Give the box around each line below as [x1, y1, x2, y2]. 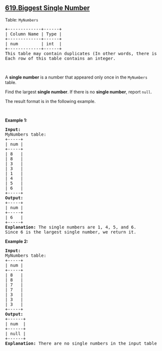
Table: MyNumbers [5, 17, 39, 22]
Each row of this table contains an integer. [5, 56, 116, 61]
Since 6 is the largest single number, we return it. [5, 229, 137, 235]
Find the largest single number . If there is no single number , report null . [5, 89, 152, 95]
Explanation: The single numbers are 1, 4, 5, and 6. [5, 224, 137, 230]
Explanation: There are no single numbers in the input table [5, 340, 157, 346]
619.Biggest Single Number [5, 4, 90, 12]
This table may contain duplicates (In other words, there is [5, 51, 157, 56]
